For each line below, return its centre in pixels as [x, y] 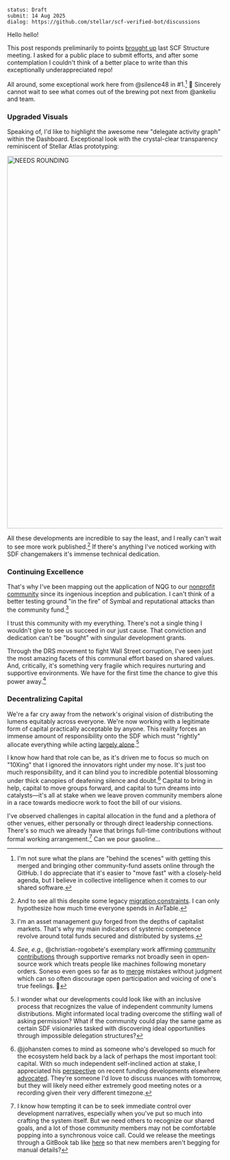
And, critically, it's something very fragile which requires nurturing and [106, 666]
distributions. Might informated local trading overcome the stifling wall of [119, 1014]
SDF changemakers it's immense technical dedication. [84, 554]
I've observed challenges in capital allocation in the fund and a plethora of [112, 816]
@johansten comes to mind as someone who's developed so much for [116, 1049]
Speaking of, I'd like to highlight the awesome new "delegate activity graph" [114, 131]
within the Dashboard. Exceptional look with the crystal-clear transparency [112, 139]
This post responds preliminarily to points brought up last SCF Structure [108, 48]
